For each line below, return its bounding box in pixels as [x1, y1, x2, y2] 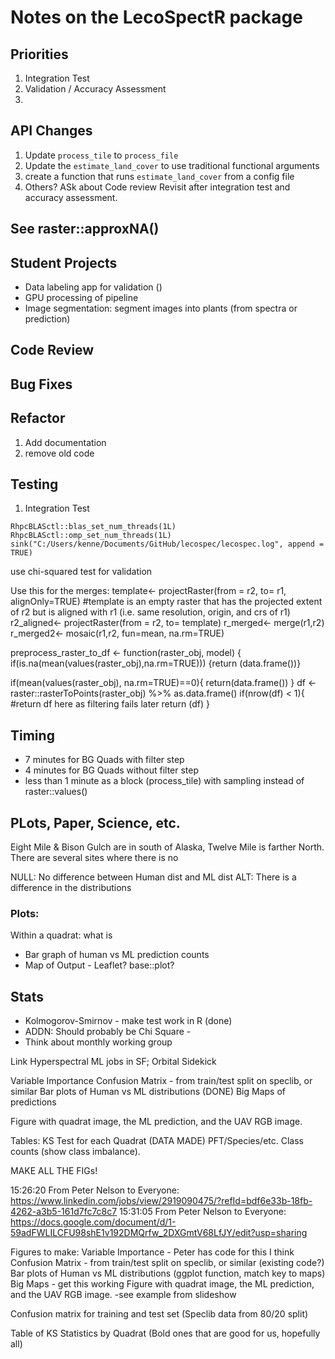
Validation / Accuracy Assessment [24, 83, 167, 95]
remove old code [24, 447, 95, 459]
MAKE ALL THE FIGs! [10, 1165, 98, 1177]
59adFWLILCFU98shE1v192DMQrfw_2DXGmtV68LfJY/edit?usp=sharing [10, 1227, 308, 1239]
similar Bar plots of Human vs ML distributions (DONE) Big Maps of [10, 1086, 287, 1098]
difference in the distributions [10, 882, 132, 894]
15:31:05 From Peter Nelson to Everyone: [119, 1206, 287, 1218]
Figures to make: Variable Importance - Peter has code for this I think [10, 1246, 295, 1258]
